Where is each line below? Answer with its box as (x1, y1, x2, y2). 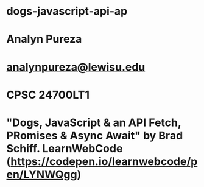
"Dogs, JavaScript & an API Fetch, (6, 116, 181, 129)
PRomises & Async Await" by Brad (6, 129, 183, 143)
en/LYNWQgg (6, 168, 77, 181)
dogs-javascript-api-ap (6, 4, 128, 18)
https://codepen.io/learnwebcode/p (10, 154, 198, 168)
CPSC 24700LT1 (6, 88, 90, 102)
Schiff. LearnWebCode (6, 141, 123, 155)
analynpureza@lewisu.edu (6, 60, 146, 74)
